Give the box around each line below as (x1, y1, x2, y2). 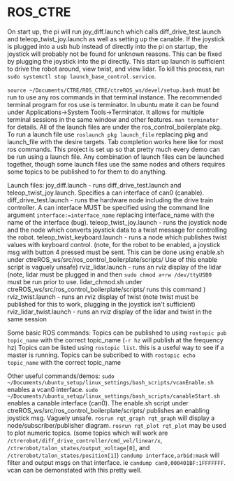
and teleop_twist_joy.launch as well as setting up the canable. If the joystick (7, 34, 225, 43)
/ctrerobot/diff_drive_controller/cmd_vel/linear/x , (7, 435, 163, 445)
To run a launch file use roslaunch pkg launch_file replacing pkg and (7, 130, 208, 139)
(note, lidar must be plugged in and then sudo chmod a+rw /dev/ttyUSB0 (7, 270, 212, 279)
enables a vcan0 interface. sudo (7, 385, 98, 393)
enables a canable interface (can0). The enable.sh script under (7, 398, 189, 407)
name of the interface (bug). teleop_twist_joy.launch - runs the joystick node (7, 218, 228, 226)
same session (7, 314, 47, 323)
